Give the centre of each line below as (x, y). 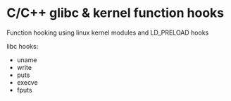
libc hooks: (23, 46)
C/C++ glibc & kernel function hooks (115, 13)
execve (27, 82)
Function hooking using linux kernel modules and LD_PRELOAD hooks (108, 32)
